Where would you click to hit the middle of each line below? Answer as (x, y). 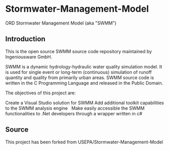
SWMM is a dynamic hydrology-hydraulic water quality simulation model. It (84, 66)
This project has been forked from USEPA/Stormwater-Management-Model (84, 142)
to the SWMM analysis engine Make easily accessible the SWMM (75, 108)
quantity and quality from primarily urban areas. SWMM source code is (80, 78)
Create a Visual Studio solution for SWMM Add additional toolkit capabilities (85, 103)
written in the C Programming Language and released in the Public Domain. (84, 83)
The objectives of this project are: (41, 93)
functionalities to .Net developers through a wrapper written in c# (74, 113)
